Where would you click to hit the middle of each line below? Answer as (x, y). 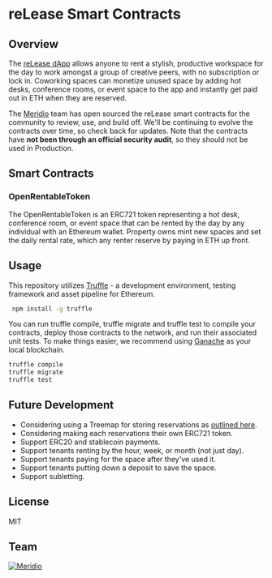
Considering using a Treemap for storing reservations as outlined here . (138, 424)
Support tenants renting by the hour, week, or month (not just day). (132, 450)
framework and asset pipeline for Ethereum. (82, 293)
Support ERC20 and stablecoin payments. (90, 442)
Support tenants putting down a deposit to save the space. (118, 468)
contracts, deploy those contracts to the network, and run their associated (133, 332)
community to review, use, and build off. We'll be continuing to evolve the (131, 122)
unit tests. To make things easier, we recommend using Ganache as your (130, 341)
